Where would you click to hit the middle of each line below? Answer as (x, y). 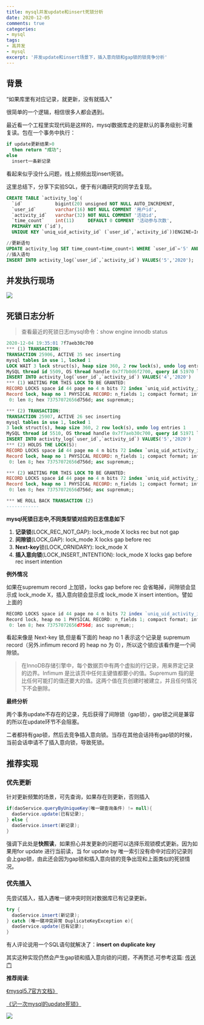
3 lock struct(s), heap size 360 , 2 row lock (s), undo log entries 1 (96, 428)
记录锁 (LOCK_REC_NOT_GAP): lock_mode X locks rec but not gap (97, 532)
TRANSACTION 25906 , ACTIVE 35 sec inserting (63, 354)
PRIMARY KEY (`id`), (38, 227)
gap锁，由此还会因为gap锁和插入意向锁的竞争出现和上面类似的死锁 (101, 859)
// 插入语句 (18, 254)
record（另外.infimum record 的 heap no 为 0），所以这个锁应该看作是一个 (98, 645)
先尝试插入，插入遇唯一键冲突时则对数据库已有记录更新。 (78, 898)
